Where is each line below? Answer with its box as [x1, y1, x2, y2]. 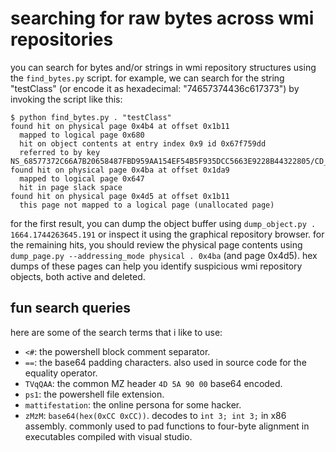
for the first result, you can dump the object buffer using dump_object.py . [10, 217, 317, 229]
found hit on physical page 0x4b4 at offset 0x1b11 [10, 121, 230, 131]
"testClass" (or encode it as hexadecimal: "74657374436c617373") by [10, 82, 300, 94]
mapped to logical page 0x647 [19, 173, 145, 184]
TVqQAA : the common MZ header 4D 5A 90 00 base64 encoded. [24, 377, 283, 389]
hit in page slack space [19, 182, 123, 192]
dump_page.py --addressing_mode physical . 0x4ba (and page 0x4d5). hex [10, 249, 318, 261]
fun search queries [10, 300, 132, 317]
